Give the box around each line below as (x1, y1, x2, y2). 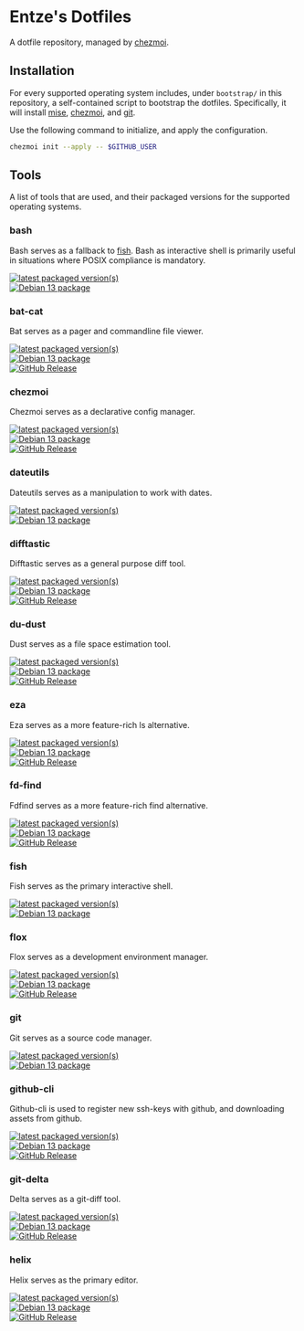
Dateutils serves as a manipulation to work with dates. (9, 487, 213, 498)
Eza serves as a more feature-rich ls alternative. (9, 719, 190, 730)
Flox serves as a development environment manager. (9, 952, 209, 963)
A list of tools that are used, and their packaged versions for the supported (9, 192, 290, 203)
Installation (9, 63, 75, 79)
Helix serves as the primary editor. (9, 1274, 139, 1285)
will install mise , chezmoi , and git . (9, 107, 136, 118)
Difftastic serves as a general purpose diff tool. (9, 557, 186, 568)
